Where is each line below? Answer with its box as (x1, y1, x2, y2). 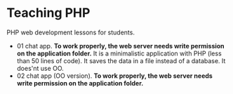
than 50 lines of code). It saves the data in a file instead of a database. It (16, 56, 226, 65)
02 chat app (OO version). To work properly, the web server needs (16, 72, 213, 80)
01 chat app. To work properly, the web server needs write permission (16, 41, 225, 50)
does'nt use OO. (16, 64, 64, 72)
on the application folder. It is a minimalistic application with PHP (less (16, 49, 222, 58)
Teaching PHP (6, 5, 91, 21)
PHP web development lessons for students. (6, 28, 135, 36)
